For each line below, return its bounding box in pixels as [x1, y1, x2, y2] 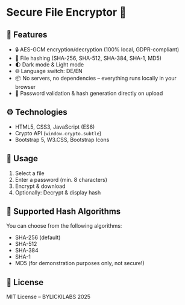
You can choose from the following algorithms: [6, 222, 122, 230]
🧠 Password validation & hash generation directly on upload [14, 90, 163, 97]
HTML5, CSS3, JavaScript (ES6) [14, 123, 95, 130]
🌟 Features [6, 30, 48, 40]
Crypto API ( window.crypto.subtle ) [14, 129, 102, 136]
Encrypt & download [14, 182, 66, 190]
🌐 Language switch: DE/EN [14, 68, 83, 74]
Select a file [14, 169, 45, 177]
